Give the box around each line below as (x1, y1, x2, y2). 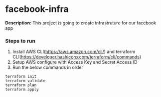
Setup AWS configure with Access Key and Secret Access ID (12, 59, 138, 65)
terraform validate (5, 78, 46, 84)
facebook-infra (5, 3, 69, 15)
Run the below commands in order (12, 64, 83, 70)
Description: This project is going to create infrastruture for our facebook (5, 20, 157, 26)
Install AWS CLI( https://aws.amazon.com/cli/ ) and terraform (12, 48, 136, 55)
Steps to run (5, 37, 36, 44)
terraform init (5, 74, 37, 79)
